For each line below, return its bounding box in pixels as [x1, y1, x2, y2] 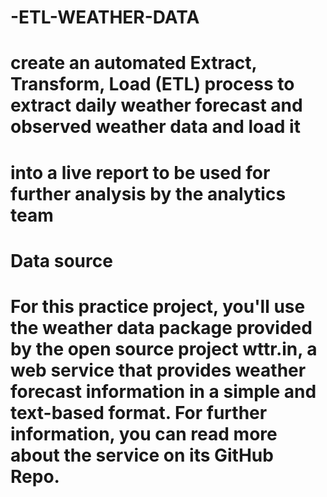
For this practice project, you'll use [10, 295, 306, 318]
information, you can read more [10, 422, 278, 445]
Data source [10, 249, 113, 272]
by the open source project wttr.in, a [10, 337, 318, 360]
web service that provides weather [10, 359, 307, 381]
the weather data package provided [10, 316, 313, 339]
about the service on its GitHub [10, 444, 274, 466]
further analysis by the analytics [10, 182, 287, 205]
